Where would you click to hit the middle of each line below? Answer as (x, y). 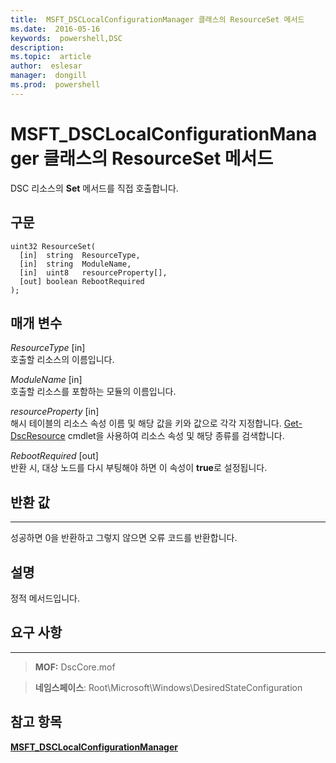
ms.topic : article (51, 57)
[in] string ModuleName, (75, 264)
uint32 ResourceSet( (53, 246)
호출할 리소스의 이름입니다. (62, 360)
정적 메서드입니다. (45, 598)
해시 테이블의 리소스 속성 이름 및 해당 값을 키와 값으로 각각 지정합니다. (146, 423)
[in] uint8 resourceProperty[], (93, 272)
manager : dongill (48, 76)
